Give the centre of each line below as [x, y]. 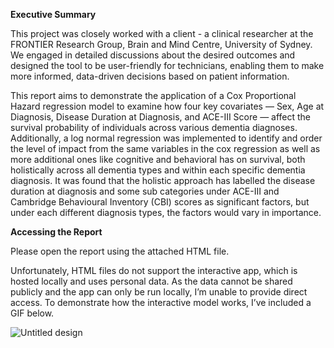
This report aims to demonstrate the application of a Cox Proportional [153, 95]
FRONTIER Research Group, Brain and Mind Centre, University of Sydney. [161, 44]
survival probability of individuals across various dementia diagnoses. [154, 127]
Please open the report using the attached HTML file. [120, 251]
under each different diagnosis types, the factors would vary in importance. [166, 212]
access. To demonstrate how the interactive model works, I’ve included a [161, 302]
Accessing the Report [56, 232]
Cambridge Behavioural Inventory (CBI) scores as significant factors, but [160, 202]
